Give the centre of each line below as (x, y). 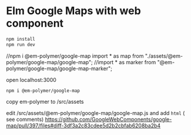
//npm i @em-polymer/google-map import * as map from (75, 56)
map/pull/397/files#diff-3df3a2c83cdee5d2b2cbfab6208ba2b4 (83, 126)
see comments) (25, 119)
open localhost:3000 (31, 80)
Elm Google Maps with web (73, 11)
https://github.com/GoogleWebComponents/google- (108, 119)
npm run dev (21, 45)
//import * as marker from (125, 62)
